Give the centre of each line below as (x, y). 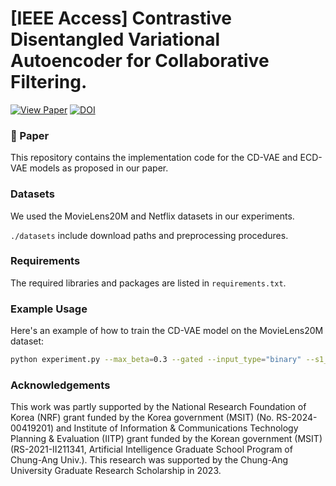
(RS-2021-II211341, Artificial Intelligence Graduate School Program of (151, 449)
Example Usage (49, 309)
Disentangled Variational (115, 39)
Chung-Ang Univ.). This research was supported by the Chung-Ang (149, 460)
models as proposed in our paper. (99, 168)
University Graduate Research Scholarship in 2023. (116, 471)
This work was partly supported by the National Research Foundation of (158, 407)
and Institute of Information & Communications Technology (177, 428)
